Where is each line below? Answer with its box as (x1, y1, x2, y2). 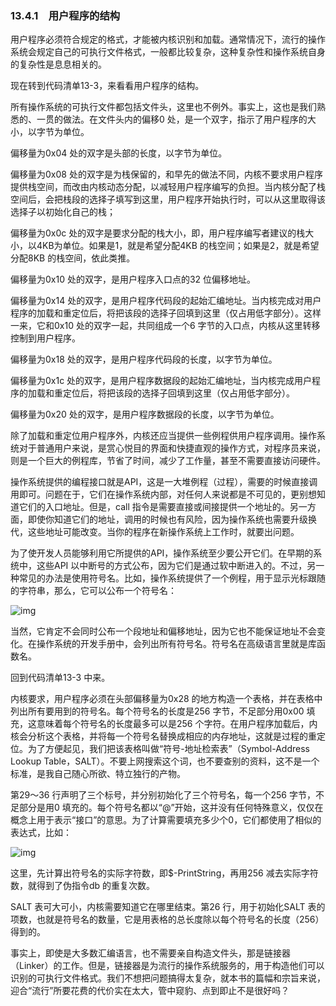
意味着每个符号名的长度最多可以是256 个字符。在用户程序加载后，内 (36, 718, 318, 730)
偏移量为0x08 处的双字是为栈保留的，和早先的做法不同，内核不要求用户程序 (10, 168, 323, 181)
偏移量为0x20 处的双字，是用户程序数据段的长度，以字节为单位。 (10, 408, 280, 421)
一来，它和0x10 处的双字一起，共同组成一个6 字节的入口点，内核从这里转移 (10, 320, 321, 332)
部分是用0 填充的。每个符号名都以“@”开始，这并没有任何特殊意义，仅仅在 (18, 802, 324, 814)
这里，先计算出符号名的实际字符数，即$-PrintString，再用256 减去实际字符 (10, 867, 319, 879)
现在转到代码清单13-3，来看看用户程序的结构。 (10, 80, 205, 92)
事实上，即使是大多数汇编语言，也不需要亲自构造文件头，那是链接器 (10, 947, 291, 959)
